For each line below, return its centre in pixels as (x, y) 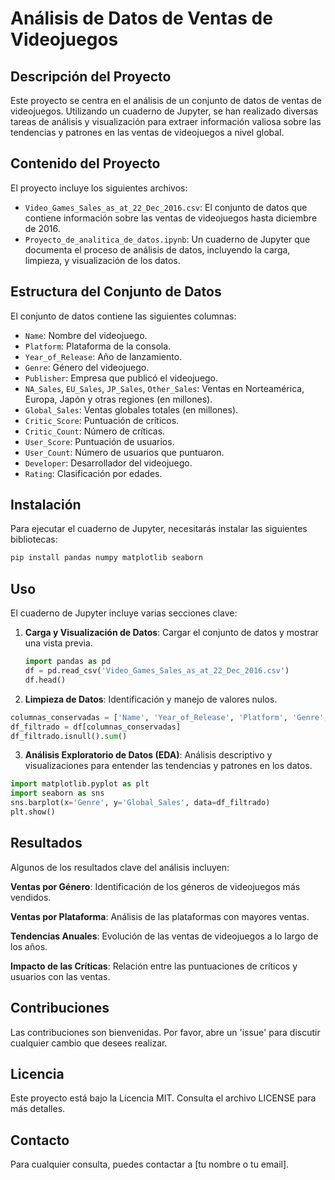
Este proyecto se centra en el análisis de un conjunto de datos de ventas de (166, 100)
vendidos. (31, 897)
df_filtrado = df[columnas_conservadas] (96, 727)
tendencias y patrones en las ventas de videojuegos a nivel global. (147, 132)
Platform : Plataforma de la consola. (98, 346)
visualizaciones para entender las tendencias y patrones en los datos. (168, 766)
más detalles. (38, 1109)
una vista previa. (58, 643)
